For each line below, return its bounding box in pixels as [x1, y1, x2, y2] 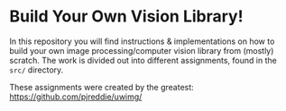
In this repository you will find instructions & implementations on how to [9, 36, 275, 47]
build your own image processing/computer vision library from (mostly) [9, 45, 274, 55]
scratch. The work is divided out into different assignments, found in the [9, 55, 277, 65]
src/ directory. [9, 64, 64, 75]
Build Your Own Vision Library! [9, 6, 244, 27]
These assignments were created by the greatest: [9, 81, 194, 92]
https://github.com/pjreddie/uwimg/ [9, 91, 143, 102]
